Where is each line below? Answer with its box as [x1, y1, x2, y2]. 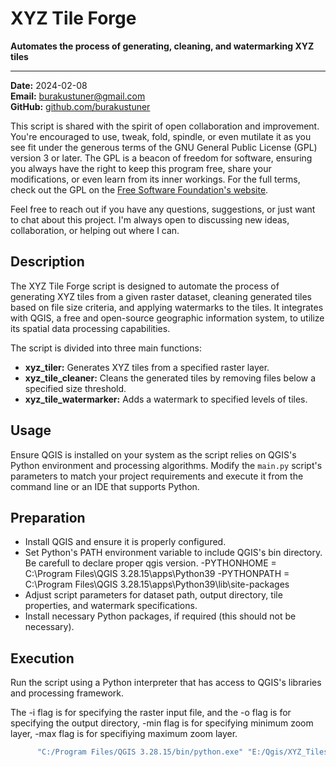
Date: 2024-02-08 [10, 79, 88, 91]
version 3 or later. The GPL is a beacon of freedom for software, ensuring [10, 152, 313, 164]
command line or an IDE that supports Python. [10, 480, 200, 492]
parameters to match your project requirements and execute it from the [10, 470, 304, 482]
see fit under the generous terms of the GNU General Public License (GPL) [10, 141, 318, 153]
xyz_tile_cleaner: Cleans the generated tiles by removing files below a [24, 372, 317, 384]
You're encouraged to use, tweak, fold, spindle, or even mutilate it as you [10, 130, 312, 142]
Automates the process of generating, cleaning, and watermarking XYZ [10, 40, 315, 52]
